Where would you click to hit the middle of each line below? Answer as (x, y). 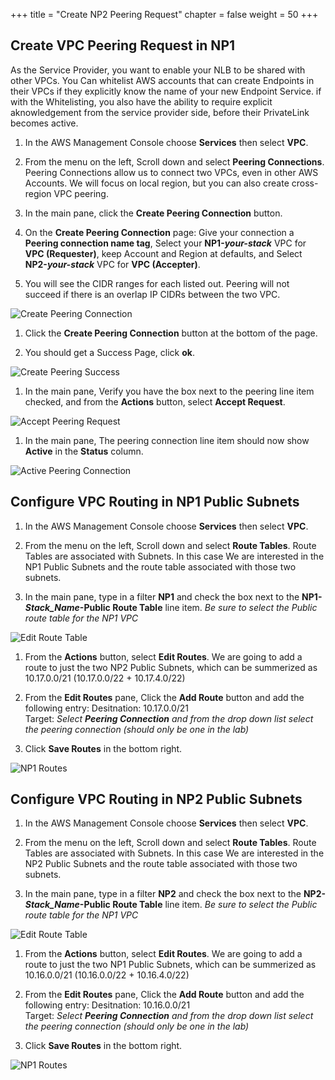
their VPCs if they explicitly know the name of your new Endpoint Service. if (166, 91)
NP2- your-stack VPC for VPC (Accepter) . (112, 264)
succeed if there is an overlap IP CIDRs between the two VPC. (152, 294)
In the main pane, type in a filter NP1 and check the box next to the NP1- (173, 596)
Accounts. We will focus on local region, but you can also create (157, 183)
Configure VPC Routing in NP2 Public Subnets (156, 799)
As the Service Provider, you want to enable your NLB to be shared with (158, 70)
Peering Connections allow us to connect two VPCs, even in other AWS (171, 172)
